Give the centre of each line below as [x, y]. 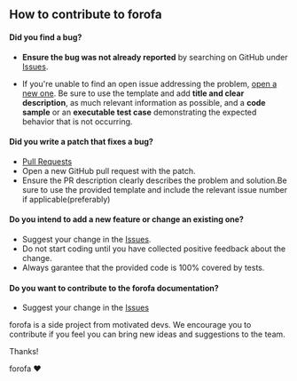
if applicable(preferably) [66, 199]
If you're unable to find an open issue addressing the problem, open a [149, 83]
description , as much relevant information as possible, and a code [144, 102]
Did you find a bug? [46, 37]
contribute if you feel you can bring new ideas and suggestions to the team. [147, 334]
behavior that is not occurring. [77, 121]
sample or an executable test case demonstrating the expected [139, 112]
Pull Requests [47, 161]
